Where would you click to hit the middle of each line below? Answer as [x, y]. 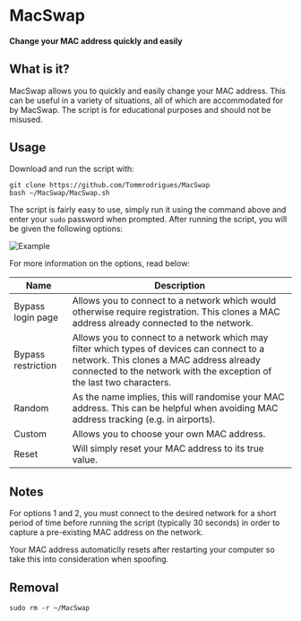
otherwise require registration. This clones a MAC [176, 312]
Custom [30, 434]
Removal [34, 587]
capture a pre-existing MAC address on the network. [107, 532]
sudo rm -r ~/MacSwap [50, 608]
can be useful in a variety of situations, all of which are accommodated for [146, 100]
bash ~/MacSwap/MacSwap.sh [60, 194]
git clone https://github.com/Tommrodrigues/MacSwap [110, 185]
